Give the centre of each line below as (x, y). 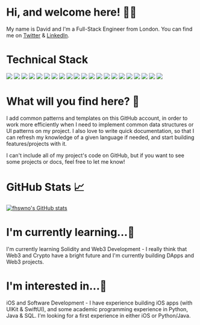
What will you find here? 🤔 (73, 101)
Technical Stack (47, 60)
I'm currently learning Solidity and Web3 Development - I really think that (97, 249)
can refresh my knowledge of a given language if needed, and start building (100, 137)
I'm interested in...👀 (57, 286)
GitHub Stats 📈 (45, 187)
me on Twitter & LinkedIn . (38, 35)
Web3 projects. (25, 262)
